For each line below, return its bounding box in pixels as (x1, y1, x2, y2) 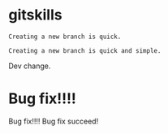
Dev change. (8, 61, 51, 71)
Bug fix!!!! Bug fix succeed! (8, 116, 99, 126)
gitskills (8, 6, 62, 24)
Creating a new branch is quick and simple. (8, 46, 162, 54)
